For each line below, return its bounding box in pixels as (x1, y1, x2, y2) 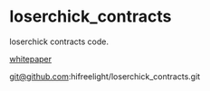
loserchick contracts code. (9, 36, 109, 47)
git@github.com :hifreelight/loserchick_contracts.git (9, 70, 201, 82)
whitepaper (9, 53, 52, 64)
